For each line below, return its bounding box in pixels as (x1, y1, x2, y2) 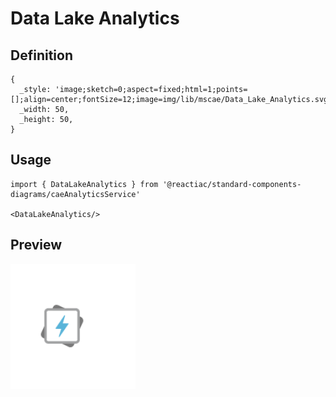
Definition (10, 47, 73, 64)
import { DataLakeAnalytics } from (10, 179, 159, 189)
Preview (10, 237, 63, 254)
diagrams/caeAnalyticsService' (10, 189, 141, 199)
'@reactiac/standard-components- (162, 179, 302, 189)
